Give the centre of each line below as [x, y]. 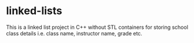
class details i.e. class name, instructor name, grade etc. [74, 33]
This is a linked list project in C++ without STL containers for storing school [97, 27]
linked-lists [34, 11]
